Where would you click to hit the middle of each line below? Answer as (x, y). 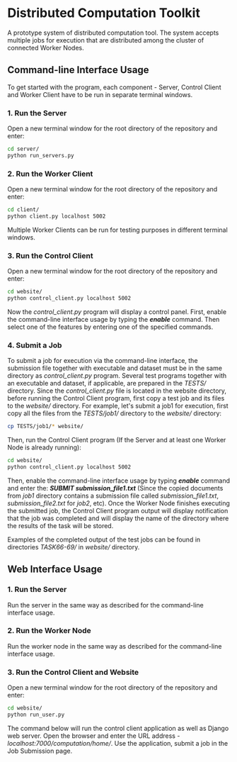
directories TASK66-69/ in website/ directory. (74, 547)
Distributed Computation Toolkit (104, 13)
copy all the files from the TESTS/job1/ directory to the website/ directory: (114, 413)
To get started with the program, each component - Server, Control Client (114, 87)
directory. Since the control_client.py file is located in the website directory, (117, 391)
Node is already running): (44, 447)
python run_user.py (36, 715)
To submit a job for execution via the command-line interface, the (103, 361)
